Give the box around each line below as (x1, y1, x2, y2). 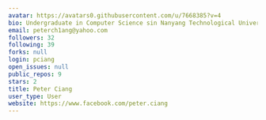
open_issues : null (8, 63, 69, 71)
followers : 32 (8, 33, 55, 42)
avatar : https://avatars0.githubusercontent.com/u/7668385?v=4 (8, 11, 222, 20)
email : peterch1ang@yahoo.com (8, 26, 108, 34)
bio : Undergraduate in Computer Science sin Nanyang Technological (8, 19, 236, 27)
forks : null (8, 48, 47, 56)
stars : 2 (8, 77, 37, 85)
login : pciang (8, 56, 55, 64)
